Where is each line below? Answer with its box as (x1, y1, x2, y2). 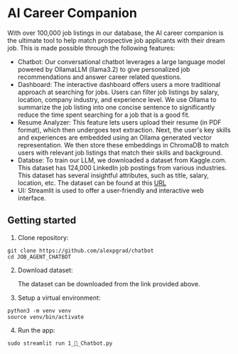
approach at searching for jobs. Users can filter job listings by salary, (17, 88, 220, 96)
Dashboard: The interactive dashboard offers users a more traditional (17, 80, 221, 88)
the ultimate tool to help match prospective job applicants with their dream (7, 36, 225, 44)
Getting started (7, 214, 77, 227)
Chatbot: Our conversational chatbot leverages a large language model (17, 57, 225, 66)
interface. (17, 194, 46, 202)
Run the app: (17, 326, 55, 334)
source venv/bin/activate (7, 313, 84, 321)
